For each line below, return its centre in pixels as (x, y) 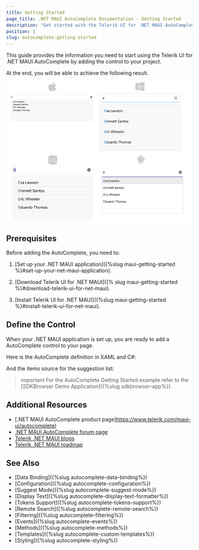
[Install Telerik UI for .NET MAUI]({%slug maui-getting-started (90, 299)
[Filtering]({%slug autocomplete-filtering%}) (69, 515)
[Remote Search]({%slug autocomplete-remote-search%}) (86, 509)
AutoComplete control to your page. (50, 345)
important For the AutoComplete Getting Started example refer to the (105, 380)
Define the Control (41, 325)
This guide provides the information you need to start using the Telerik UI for (99, 55)
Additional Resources (46, 405)
